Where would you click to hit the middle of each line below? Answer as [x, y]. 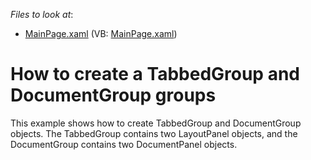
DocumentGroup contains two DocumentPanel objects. [124, 144]
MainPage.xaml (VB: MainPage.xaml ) [101, 33]
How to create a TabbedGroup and [155, 74]
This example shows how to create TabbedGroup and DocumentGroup [156, 123]
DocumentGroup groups [113, 95]
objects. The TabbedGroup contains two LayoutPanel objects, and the [154, 133]
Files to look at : [42, 14]
